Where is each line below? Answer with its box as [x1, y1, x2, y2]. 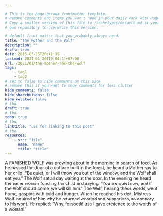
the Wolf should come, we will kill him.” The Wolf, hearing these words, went [5, 185, 158, 191]
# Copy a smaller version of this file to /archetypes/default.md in [5, 20, 149, 25]
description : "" [5, 43, 38, 48]
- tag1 [14, 70, 27, 75]
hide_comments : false [5, 88, 49, 93]
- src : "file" [14, 137, 42, 142]
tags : [5, 65, 16, 70]
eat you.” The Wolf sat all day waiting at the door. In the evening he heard [5, 175, 152, 181]
